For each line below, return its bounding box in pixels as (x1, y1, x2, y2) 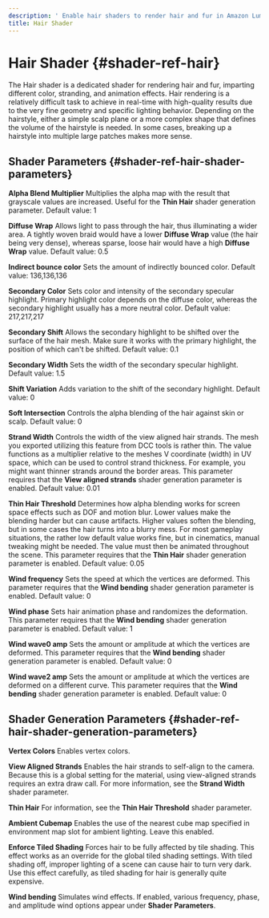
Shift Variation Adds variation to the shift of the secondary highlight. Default (8, 384, 260, 394)
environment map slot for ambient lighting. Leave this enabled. (8, 827, 215, 837)
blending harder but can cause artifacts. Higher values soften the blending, (8, 516, 256, 526)
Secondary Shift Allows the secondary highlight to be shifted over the (8, 327, 239, 337)
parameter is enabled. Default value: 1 (8, 624, 134, 634)
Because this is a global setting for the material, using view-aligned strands (8, 770, 256, 780)
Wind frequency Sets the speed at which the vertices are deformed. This (8, 575, 251, 584)
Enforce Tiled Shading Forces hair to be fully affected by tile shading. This (8, 843, 255, 852)
